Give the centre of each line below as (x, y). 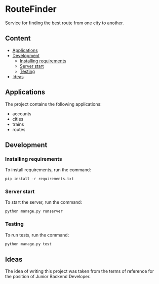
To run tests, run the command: (37, 235)
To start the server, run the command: (44, 202)
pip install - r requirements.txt (40, 179)
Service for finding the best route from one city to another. (65, 23)
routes (19, 129)
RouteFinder (31, 9)
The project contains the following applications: (54, 104)
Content (18, 38)
